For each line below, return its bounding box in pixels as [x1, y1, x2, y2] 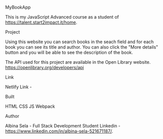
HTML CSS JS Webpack [5, 103, 55, 109]
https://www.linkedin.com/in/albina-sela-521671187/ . [5, 128, 113, 134]
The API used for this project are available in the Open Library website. [5, 59, 151, 65]
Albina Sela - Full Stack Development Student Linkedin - [5, 123, 121, 128]
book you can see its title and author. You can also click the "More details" [5, 44, 158, 50]
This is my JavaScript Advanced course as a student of [5, 14, 119, 20]
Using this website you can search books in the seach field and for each [5, 39, 154, 45]
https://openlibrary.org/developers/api [5, 65, 84, 70]
